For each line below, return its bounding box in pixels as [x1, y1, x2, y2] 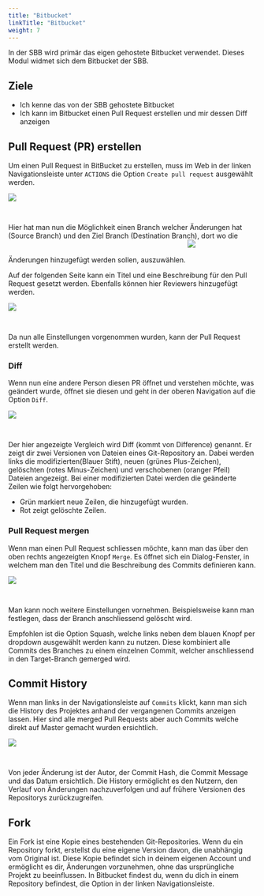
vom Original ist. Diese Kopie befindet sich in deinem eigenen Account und [8, 854, 251, 864]
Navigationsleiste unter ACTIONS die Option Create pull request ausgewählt [8, 169, 254, 179]
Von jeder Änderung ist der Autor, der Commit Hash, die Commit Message [8, 768, 248, 777]
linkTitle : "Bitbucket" [8, 19, 87, 27]
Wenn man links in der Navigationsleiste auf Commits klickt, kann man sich [8, 698, 247, 707]
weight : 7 [8, 26, 41, 34]
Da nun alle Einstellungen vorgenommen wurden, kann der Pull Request [8, 333, 240, 341]
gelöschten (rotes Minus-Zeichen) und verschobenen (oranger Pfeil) [8, 465, 231, 475]
